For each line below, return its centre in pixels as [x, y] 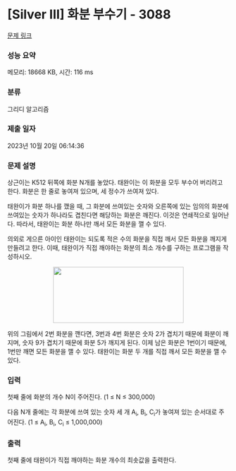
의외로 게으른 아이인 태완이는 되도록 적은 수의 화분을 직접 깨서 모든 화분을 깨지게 [117, 239]
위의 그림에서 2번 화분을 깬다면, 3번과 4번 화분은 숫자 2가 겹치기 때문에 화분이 [114, 334]
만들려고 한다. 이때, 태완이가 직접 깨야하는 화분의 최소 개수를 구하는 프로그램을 [114, 248]
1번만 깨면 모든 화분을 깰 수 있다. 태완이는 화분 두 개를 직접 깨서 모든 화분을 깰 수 [117, 352]
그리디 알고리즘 [28, 109]
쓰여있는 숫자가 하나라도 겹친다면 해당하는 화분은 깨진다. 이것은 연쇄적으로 [109, 215]
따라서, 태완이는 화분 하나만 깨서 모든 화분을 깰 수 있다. [92, 224]
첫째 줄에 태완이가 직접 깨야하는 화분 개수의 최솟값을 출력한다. [92, 460]
